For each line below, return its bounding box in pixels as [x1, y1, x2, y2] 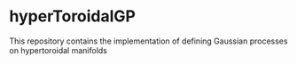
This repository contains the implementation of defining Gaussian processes [9, 36, 288, 46]
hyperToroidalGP [9, 6, 136, 27]
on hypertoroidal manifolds [9, 44, 108, 55]
